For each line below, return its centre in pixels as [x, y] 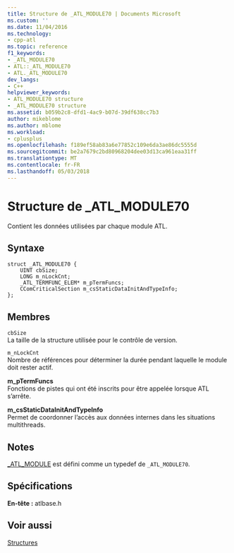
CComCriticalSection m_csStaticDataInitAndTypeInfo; [99, 289]
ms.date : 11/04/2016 [38, 27]
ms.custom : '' [28, 20]
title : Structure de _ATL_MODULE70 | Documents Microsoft [94, 14]
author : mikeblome [34, 119]
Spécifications [40, 486]
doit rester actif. [30, 367]
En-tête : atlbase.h [35, 503]
